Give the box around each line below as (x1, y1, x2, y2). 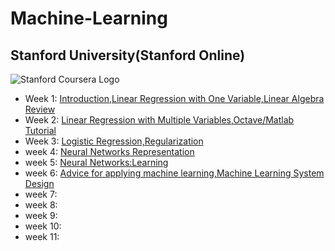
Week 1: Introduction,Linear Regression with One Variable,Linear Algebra (24, 93, 325, 104)
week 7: (24, 188, 58, 200)
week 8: (24, 199, 58, 211)
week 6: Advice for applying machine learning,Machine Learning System (24, 167, 325, 179)
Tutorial (24, 125, 57, 136)
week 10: (24, 220, 62, 232)
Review (24, 103, 56, 115)
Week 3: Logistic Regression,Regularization (24, 135, 204, 147)
